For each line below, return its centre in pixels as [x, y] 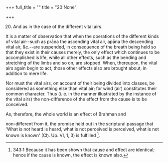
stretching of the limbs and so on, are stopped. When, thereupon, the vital [82, 63]
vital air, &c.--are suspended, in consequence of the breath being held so [81, 47]
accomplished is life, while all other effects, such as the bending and [76, 57]
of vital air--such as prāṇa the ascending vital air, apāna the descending [80, 41]
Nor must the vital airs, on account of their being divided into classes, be [80, 83]
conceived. [17, 104]
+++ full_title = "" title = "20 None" [41, 7]
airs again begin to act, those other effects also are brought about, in [76, 68]
